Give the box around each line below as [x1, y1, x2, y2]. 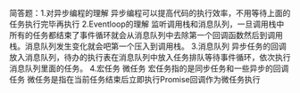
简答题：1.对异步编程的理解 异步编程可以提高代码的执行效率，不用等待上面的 [9, 8, 291, 18]
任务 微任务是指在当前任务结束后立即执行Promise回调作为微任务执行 [9, 74, 261, 84]
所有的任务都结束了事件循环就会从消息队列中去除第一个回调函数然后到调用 [9, 30, 283, 40]
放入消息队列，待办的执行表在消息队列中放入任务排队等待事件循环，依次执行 [9, 52, 291, 62]
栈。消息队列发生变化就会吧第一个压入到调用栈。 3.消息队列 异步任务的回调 [9, 41, 287, 51]
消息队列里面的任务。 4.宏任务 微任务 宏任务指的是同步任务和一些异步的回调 [9, 63, 289, 74]
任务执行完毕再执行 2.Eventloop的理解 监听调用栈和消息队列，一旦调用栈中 [9, 19, 285, 29]
